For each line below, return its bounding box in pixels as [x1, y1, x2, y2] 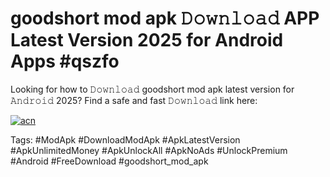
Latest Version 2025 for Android [10, 29, 284, 52]
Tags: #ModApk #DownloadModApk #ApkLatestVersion [10, 133, 241, 146]
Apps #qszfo [10, 50, 120, 73]
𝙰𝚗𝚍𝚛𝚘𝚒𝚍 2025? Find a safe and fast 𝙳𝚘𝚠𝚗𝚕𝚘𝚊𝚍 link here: [10, 94, 258, 106]
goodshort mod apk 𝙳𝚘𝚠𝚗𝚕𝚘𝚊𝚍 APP [10, 7, 320, 30]
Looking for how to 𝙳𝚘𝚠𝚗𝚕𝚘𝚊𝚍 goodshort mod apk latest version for [10, 83, 295, 95]
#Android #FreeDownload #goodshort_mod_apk [10, 155, 209, 167]
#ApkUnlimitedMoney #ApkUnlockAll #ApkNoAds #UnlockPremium [10, 144, 288, 156]
